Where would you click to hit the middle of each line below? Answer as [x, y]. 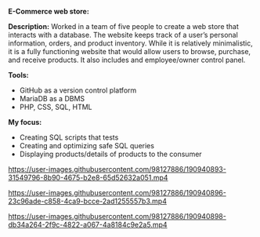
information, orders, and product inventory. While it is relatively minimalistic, [130, 43]
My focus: [25, 122]
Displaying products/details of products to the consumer [110, 154]
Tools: [18, 75]
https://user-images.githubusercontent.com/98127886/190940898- [117, 216]
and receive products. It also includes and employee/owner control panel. [127, 60]
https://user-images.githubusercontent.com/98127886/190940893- [117, 169]
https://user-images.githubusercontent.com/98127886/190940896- [117, 193]
